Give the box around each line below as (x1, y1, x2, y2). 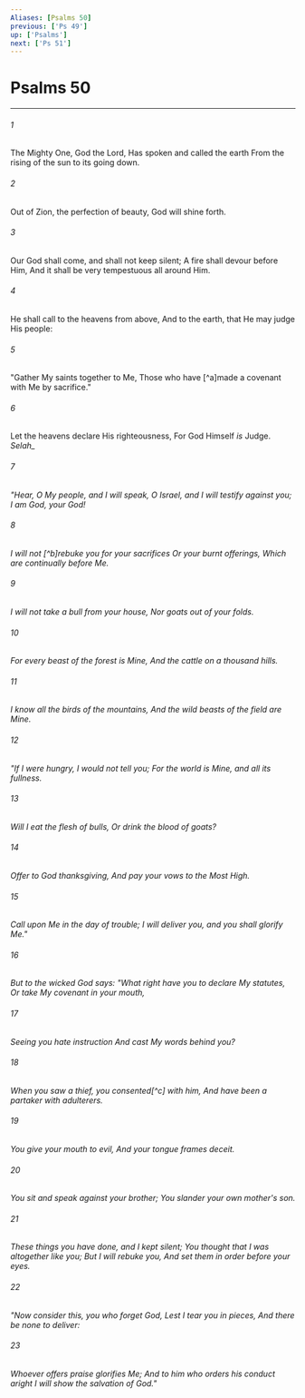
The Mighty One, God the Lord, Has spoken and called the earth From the (10, 147, 284, 159)
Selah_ (10, 440, 35, 451)
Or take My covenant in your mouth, (10, 987, 146, 999)
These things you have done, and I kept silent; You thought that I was (10, 1241, 270, 1253)
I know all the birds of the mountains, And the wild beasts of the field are (10, 704, 282, 715)
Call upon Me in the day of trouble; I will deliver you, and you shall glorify (10, 919, 283, 930)
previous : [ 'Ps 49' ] (10, 22, 89, 31)
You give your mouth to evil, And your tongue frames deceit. (10, 1144, 235, 1155)
